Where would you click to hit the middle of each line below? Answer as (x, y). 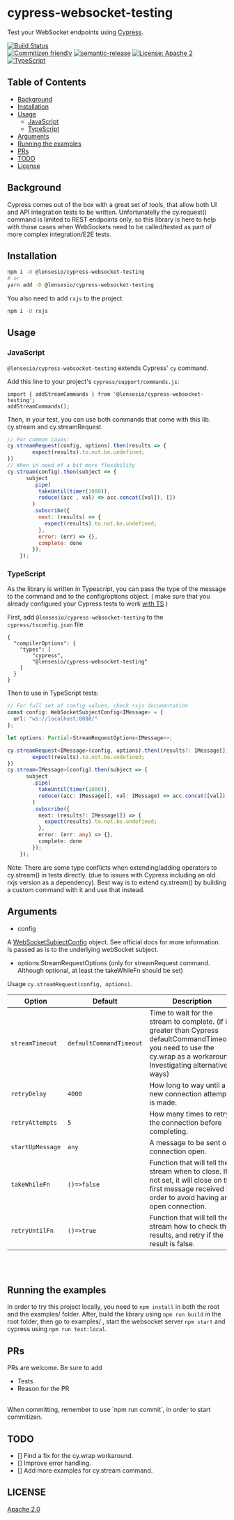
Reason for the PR (43, 1389)
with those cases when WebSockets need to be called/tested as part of (110, 227)
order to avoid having (184, 1197)
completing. (169, 1131)
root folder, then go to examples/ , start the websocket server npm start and (116, 1321)
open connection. (178, 1206)
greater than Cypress (184, 1030)
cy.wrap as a (170, 1056)
